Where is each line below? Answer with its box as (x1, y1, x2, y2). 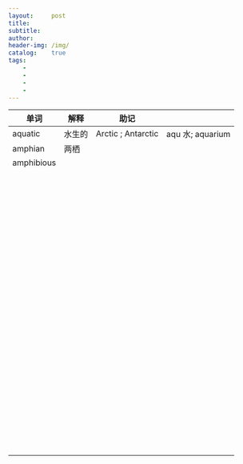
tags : (8, 57, 26, 65)
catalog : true (8, 49, 66, 57)
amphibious (12, 157, 57, 168)
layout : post (8, 11, 66, 20)
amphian (12, 143, 46, 155)
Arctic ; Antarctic (95, 128, 159, 139)
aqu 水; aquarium (166, 129, 231, 140)
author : (8, 34, 34, 42)
